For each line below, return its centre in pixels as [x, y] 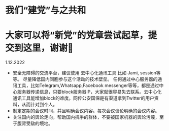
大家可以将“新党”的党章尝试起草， [77, 35]
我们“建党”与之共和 [46, 10]
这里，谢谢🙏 [48, 48]
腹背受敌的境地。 [35, 123]
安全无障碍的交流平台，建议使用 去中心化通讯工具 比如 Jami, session [84, 73]
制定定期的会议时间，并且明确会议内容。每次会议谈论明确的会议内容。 [86, 111]
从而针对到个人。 [39, 105]
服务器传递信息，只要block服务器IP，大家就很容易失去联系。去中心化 [89, 92]
